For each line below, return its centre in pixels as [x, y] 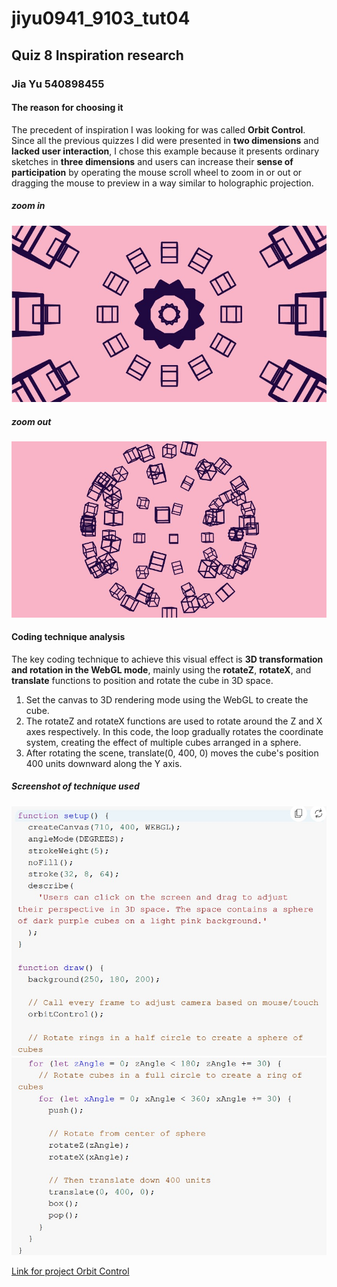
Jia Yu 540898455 [58, 84]
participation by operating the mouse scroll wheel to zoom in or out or [157, 172]
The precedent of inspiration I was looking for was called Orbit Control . [158, 129]
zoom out [31, 421]
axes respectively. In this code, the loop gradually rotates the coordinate [174, 731]
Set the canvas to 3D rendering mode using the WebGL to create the [167, 699]
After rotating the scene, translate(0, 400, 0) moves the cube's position [172, 753]
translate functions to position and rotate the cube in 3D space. [142, 680]
